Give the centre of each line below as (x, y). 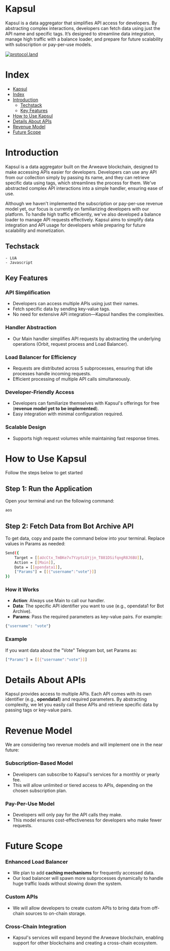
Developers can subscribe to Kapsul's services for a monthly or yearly (86, 774)
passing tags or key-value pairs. (39, 710)
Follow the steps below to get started (44, 473)
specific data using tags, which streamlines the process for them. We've (81, 183)
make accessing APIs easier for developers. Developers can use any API (81, 172)
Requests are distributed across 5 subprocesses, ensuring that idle (83, 368)
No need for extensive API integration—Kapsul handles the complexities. (88, 314)
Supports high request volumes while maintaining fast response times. (86, 438)
